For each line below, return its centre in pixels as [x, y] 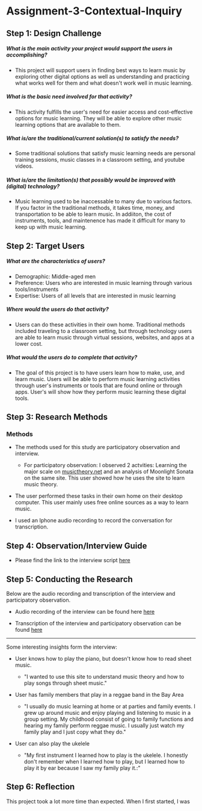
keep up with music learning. [51, 227]
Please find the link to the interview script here [72, 560]
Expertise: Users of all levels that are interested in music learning [95, 295]
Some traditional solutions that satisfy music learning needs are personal [105, 153]
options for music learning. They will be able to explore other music [98, 118]
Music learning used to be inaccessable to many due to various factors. [103, 201]
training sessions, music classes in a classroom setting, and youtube [100, 160]
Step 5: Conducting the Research [70, 579]
